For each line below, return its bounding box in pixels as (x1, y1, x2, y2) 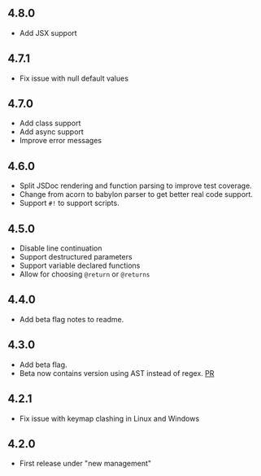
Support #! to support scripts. (19, 199, 120, 208)
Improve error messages (19, 136, 102, 146)
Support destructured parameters (19, 252, 133, 262)
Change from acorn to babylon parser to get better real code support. (19, 190, 254, 199)
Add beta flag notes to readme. (19, 314, 124, 324)
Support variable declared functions (19, 260, 141, 271)
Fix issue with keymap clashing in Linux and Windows (19, 413, 200, 423)
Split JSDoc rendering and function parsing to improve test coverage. (19, 181, 253, 190)
